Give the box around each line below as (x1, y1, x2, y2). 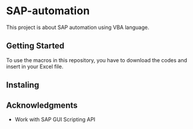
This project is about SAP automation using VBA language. (6, 24, 150, 31)
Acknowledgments (6, 100, 78, 110)
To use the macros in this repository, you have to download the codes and (6, 56, 188, 63)
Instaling (6, 80, 40, 90)
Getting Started (6, 41, 65, 51)
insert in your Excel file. (6, 63, 64, 70)
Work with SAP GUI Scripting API (14, 115, 96, 122)
